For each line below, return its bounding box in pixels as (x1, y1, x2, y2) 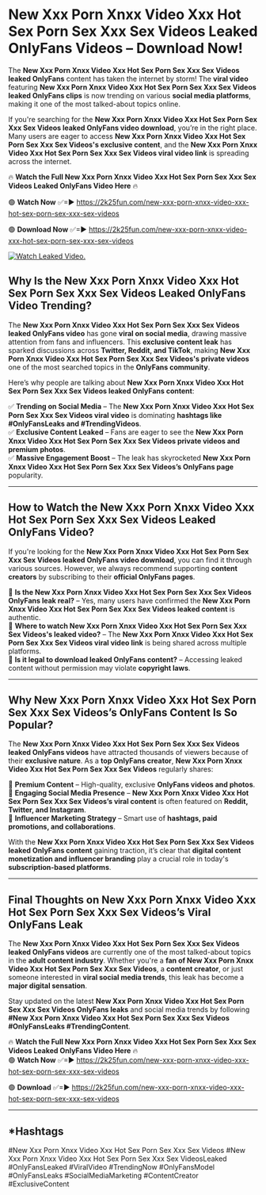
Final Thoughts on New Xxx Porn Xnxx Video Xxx (8, 893, 256, 906)
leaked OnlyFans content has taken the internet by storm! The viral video (8, 74, 249, 83)
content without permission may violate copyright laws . (8, 663, 191, 672)
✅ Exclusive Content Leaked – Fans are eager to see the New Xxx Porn (8, 427, 244, 437)
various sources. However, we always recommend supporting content (8, 563, 237, 573)
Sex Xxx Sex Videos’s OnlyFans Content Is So (8, 706, 237, 719)
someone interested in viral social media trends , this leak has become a (8, 973, 245, 982)
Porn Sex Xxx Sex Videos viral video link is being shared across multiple (8, 638, 247, 647)
